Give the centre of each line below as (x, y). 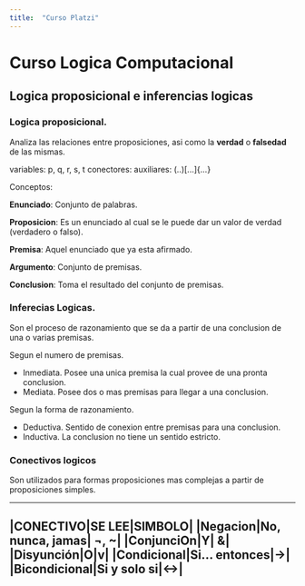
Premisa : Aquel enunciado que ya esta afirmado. (101, 249)
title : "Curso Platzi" (54, 18)
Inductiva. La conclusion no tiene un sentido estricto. (121, 436)
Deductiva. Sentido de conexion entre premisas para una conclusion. (152, 427)
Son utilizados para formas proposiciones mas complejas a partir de (137, 480)
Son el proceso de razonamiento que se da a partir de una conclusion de (146, 327)
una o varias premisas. (52, 337)
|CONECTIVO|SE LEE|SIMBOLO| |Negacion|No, (145, 526)
